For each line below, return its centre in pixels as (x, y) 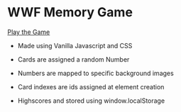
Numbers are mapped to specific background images (95, 73)
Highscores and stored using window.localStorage (91, 101)
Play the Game (29, 32)
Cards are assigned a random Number (73, 59)
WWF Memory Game (70, 12)
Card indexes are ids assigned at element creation (91, 86)
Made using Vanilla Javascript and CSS (75, 45)
